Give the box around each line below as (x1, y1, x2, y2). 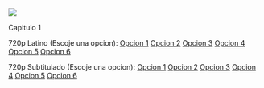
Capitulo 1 (8, 23, 42, 32)
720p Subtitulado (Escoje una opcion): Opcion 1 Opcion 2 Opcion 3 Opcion (8, 62, 256, 71)
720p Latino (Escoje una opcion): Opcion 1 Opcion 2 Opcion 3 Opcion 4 (8, 38, 245, 47)
